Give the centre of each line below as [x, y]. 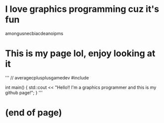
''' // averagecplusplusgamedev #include [47, 77]
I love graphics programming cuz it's [82, 9]
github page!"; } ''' [24, 92]
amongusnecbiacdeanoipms [34, 33]
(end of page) [34, 113]
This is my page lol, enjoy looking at [80, 54]
